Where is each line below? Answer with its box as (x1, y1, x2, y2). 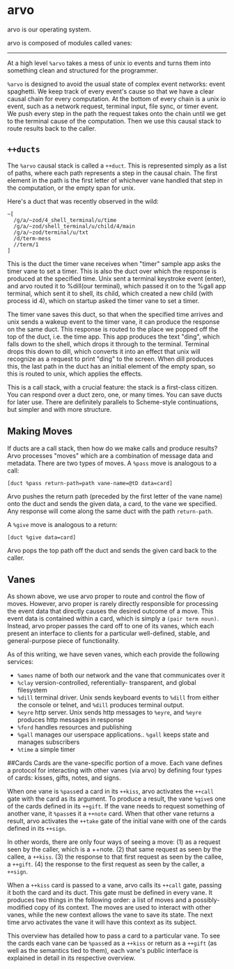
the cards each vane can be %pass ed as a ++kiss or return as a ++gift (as (7, 939, 217, 947)
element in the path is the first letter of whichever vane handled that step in (7, 176, 223, 184)
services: (7, 658, 33, 666)
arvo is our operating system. (7, 25, 92, 34)
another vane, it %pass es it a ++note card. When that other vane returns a (7, 809, 214, 818)
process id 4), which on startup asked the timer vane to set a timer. (7, 296, 200, 305)
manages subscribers (17, 738, 80, 746)
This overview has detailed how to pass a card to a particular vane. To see (7, 931, 221, 940)
